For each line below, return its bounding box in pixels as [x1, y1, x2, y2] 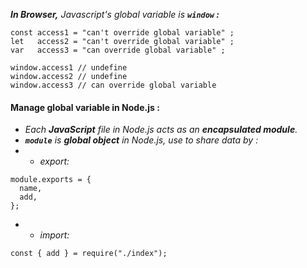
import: [39, 229, 70, 241]
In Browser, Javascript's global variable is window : [10, 9, 220, 20]
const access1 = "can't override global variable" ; [10, 28, 235, 38]
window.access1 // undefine [10, 63, 128, 73]
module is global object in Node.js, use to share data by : [24, 134, 259, 146]
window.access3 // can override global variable [10, 80, 217, 90]
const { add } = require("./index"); [10, 249, 168, 259]
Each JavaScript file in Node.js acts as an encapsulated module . [24, 124, 298, 136]
